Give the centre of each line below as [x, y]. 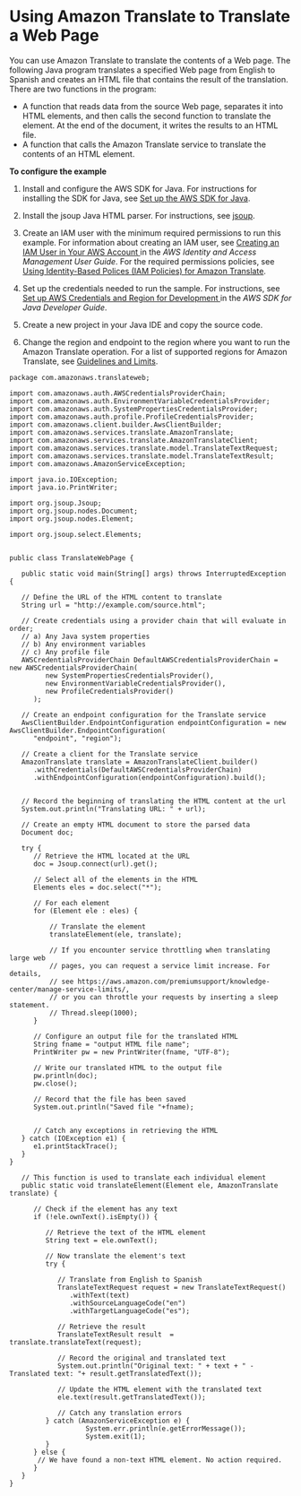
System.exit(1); [116, 1436]
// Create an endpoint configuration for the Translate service [144, 714]
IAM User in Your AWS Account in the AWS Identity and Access [139, 252]
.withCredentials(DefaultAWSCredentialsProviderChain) [138, 770]
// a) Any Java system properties [86, 636]
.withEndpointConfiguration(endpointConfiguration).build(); [150, 777]
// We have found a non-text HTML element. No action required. [159, 1460]
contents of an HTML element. [78, 153]
